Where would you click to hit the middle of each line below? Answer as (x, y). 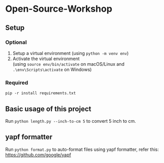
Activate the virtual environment (46, 59)
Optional (16, 42)
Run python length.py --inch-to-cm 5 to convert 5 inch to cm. (71, 121)
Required (17, 83)
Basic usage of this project (48, 109)
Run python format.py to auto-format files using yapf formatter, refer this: (82, 149)
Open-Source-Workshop (59, 9)
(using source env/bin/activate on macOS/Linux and (68, 64)
